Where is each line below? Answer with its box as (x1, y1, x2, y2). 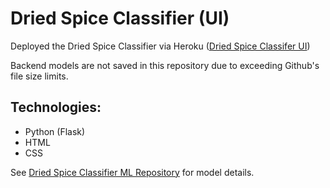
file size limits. (10, 70, 69, 82)
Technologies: (10, 99, 102, 116)
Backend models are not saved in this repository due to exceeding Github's (10, 59, 320, 71)
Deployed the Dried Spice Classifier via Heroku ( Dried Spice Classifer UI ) (10, 40, 311, 52)
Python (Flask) (24, 125, 86, 137)
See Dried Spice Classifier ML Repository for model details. (10, 166, 255, 178)
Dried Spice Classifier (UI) (10, 7, 230, 30)
